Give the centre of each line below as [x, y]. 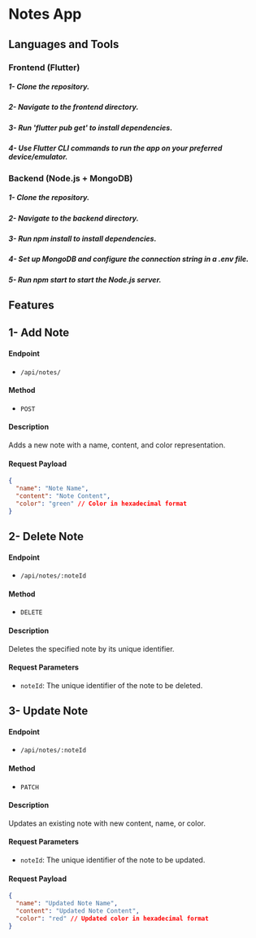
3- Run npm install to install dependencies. [82, 238]
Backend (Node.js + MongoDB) [71, 178]
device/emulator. [38, 157]
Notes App [45, 14]
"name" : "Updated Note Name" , [67, 904]
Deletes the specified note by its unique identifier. [91, 648]
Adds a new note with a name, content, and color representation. [117, 445]
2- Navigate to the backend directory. [74, 218]
